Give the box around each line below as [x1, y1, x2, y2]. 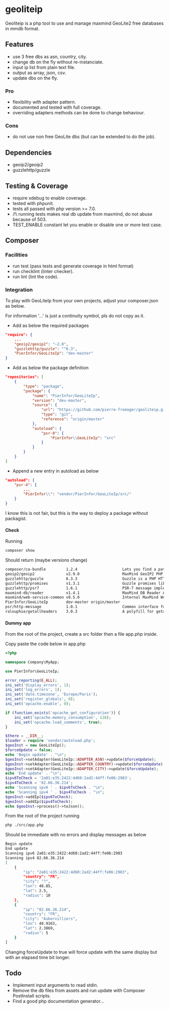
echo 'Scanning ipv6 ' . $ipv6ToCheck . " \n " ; [5, 785, 105, 790]
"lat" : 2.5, [23, 888, 49, 894]
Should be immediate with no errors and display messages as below [5, 832, 147, 838]
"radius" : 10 [23, 893, 51, 898]
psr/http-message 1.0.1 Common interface [5, 604, 158, 610]
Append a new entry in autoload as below [12, 467, 99, 474]
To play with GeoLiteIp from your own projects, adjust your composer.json [5, 297, 158, 303]
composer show [5, 548, 35, 553]
